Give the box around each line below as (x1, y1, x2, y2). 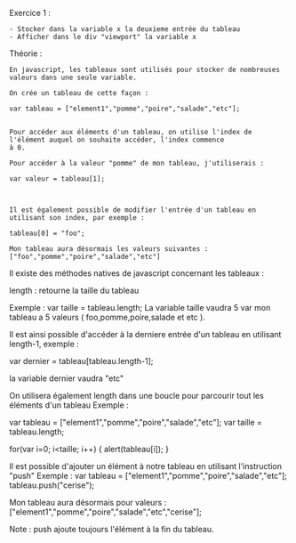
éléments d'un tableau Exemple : (9, 400, 129, 410)
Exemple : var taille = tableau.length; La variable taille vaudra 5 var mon (9, 303, 271, 312)
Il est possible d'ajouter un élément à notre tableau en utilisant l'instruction (9, 461, 283, 471)
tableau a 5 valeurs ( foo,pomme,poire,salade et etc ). (9, 312, 206, 322)
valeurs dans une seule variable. (9, 73, 138, 82)
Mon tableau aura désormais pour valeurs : (9, 498, 167, 507)
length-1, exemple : (9, 338, 80, 349)
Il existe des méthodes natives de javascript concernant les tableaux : (9, 268, 265, 279)
